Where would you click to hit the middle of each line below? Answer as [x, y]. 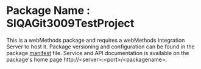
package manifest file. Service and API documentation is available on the [98, 53]
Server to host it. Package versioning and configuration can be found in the [100, 47]
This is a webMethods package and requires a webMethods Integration [96, 40]
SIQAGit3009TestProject [70, 23]
